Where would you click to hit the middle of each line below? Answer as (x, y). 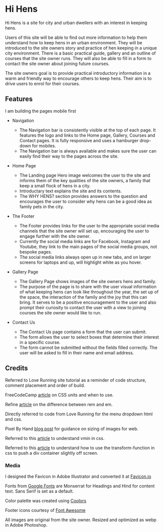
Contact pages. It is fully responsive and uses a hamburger (79, 140)
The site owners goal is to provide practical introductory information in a (78, 73)
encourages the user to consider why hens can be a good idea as (86, 201)
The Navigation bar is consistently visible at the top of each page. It (88, 130)
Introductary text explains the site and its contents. (70, 191)
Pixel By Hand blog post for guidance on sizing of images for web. (72, 429)
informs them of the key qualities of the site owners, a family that (85, 180)
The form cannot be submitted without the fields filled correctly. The (88, 347)
